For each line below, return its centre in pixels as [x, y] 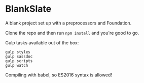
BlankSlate [28, 9]
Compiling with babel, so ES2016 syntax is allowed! [59, 75]
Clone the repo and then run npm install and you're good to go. [72, 33]
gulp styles [18, 52]
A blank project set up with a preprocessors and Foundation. [68, 23]
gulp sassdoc [19, 57]
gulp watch [17, 65]
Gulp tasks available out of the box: [42, 43]
